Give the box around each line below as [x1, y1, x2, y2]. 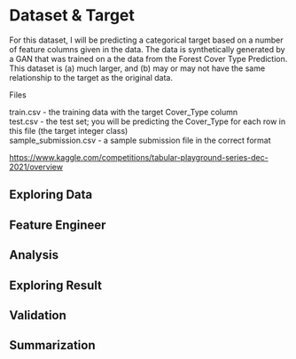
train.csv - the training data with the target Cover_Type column [9, 106, 238, 117]
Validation [9, 308, 66, 323]
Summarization [9, 338, 96, 353]
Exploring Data [9, 187, 93, 202]
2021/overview [9, 161, 64, 172]
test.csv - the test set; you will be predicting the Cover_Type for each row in [9, 116, 286, 127]
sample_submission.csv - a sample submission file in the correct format [9, 135, 271, 145]
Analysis [9, 247, 59, 262]
